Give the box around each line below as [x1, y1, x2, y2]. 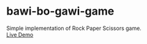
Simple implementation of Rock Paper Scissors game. [6, 24, 142, 32]
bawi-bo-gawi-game [6, 4, 115, 18]
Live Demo [6, 31, 34, 38]
